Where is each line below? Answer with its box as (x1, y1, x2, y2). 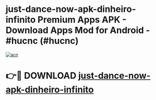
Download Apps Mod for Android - (5, 25, 151, 36)
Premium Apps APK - (37, 14, 127, 25)
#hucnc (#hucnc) (5, 35, 79, 47)
